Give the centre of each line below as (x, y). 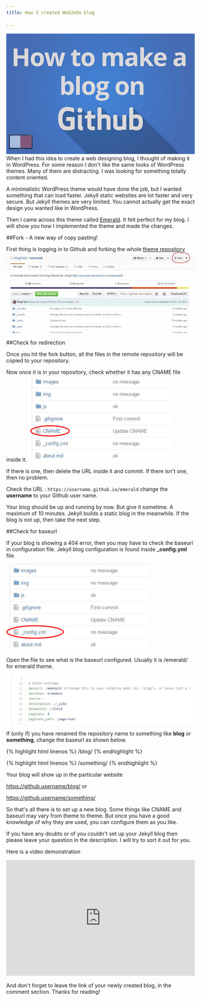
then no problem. (28, 478)
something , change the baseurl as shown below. (66, 740)
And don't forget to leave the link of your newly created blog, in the (89, 985)
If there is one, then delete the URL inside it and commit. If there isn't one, (97, 471)
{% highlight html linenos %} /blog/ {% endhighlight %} (74, 752)
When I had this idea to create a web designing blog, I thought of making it (98, 158)
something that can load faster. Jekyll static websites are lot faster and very (100, 196)
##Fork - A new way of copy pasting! (52, 238)
